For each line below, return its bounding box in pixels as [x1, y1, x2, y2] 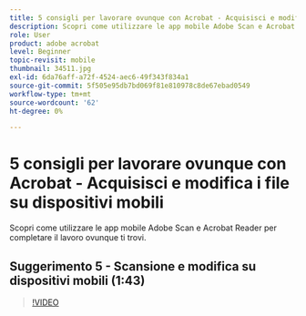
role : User [9, 30, 51, 39]
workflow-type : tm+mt [9, 89, 92, 98]
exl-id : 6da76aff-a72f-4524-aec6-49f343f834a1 [9, 73, 189, 82]
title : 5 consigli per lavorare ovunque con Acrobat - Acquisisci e [9, 13, 275, 23]
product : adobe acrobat [9, 38, 100, 48]
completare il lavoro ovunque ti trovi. [9, 232, 147, 243]
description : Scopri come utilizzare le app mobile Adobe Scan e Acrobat [9, 22, 296, 31]
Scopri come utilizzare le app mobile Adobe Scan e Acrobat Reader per [9, 222, 278, 233]
